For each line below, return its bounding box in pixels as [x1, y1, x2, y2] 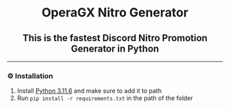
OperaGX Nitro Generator [41, 5, 189, 21]
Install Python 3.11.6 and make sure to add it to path [16, 87, 162, 95]
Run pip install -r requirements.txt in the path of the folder [16, 94, 194, 102]
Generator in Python [71, 43, 159, 54]
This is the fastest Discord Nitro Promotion [23, 32, 207, 44]
